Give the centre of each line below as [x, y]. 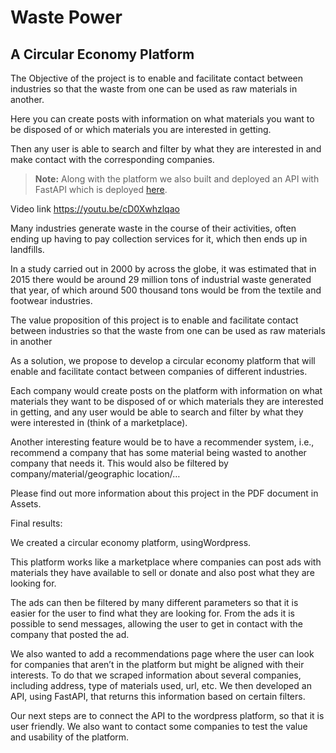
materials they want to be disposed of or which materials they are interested [167, 401]
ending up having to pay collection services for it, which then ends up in [159, 239]
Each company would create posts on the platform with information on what [166, 390]
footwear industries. [51, 300]
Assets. [26, 504]
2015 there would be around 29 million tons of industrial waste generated [161, 279]
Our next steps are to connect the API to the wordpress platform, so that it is [167, 715]
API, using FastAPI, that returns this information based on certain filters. [158, 696]
